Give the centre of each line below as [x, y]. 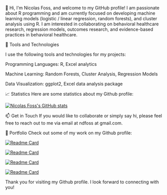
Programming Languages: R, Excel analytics [51, 64]
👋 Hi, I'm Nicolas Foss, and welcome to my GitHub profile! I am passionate [82, 8]
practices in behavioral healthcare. [41, 35]
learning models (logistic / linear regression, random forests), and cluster [81, 18]
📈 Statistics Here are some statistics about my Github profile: [69, 94]
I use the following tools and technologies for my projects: [66, 54]
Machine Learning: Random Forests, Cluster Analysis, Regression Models [81, 74]
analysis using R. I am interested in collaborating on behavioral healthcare [82, 24]
